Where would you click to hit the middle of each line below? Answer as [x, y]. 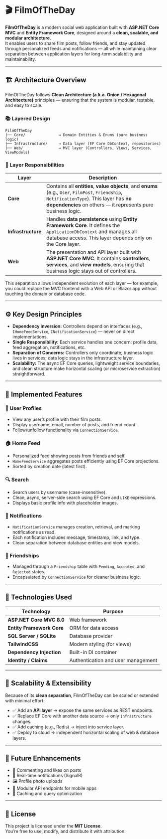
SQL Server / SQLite [32, 636]
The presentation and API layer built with [94, 252]
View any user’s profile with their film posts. [57, 419]
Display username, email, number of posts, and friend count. [74, 424]
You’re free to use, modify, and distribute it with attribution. [65, 832]
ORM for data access [94, 628]
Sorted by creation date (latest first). [49, 467]
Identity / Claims [28, 660]
